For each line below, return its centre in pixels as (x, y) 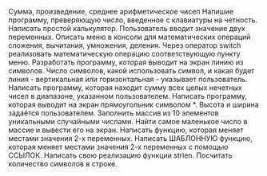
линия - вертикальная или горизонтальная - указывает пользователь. (128, 79)
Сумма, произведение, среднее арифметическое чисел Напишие (121, 12)
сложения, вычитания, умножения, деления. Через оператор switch (125, 45)
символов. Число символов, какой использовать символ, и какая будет (132, 70)
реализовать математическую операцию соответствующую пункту (125, 54)
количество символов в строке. (63, 164)
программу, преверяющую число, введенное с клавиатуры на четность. (133, 20)
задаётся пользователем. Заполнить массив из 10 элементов (114, 113)
